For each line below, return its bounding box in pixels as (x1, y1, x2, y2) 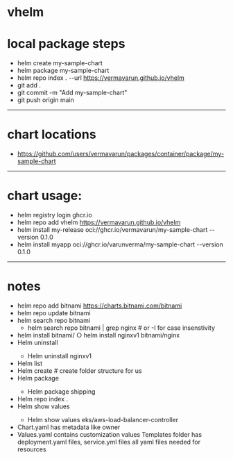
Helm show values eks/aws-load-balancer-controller (27, 415, 179, 424)
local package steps (7, 36, 126, 52)
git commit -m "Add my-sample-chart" (17, 88, 128, 97)
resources (17, 445, 46, 453)
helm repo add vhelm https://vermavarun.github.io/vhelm (17, 218, 181, 226)
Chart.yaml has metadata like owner (17, 423, 121, 431)
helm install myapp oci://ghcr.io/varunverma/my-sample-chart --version (17, 240, 224, 249)
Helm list (17, 359, 43, 367)
